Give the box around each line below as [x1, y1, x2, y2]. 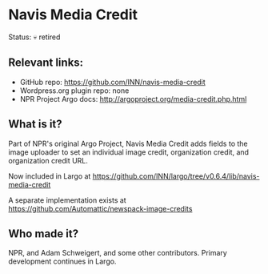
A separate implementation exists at [8, 195, 126, 205]
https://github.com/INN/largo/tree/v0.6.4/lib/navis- [92, 171, 260, 181]
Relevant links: [8, 56, 84, 70]
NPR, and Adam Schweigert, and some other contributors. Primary [8, 248, 228, 258]
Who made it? [8, 227, 78, 240]
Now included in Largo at [8, 171, 91, 181]
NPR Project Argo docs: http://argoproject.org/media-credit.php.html [19, 94, 247, 103]
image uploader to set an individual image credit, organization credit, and [8, 147, 250, 157]
